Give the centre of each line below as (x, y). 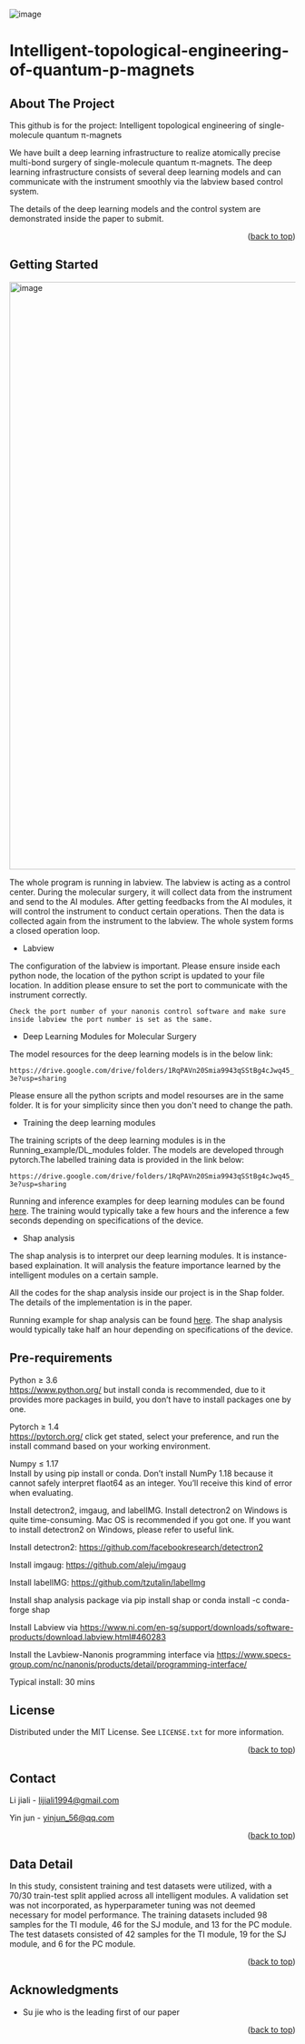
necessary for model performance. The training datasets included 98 (138, 1915)
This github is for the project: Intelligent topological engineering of (133, 125)
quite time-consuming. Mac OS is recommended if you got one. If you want (150, 1519)
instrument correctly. (49, 995)
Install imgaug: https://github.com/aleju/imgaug (98, 1565)
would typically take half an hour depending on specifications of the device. (151, 1329)
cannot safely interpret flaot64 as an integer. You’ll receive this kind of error (151, 1483)
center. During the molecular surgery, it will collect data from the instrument (151, 892)
